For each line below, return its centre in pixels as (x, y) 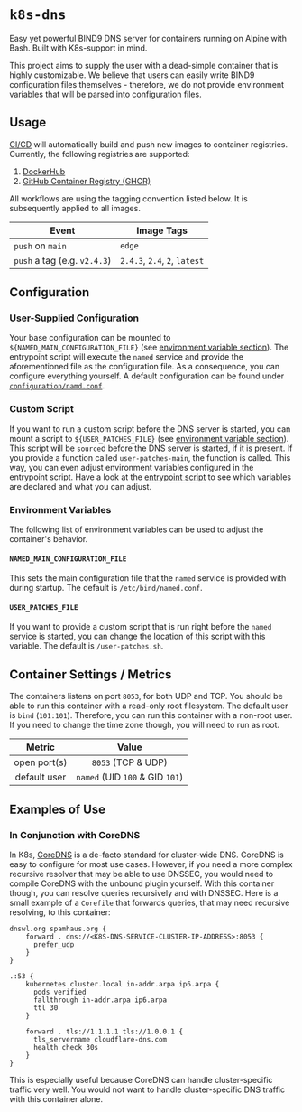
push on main (41, 246)
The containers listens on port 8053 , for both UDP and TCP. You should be (146, 696)
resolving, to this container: (60, 912)
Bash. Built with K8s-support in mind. (78, 48)
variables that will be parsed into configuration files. (105, 94)
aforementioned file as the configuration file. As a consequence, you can (145, 367)
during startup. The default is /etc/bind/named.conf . (106, 588)
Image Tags (162, 230)
